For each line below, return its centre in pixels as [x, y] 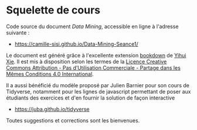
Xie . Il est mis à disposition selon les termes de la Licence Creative [86, 61]
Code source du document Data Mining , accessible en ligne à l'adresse [92, 26]
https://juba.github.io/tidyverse [52, 109]
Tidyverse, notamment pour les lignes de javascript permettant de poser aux [98, 91]
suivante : [18, 32]
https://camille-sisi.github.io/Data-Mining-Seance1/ [77, 44]
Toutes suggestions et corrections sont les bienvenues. [73, 120]
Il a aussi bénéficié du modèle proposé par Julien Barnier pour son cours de [98, 85]
